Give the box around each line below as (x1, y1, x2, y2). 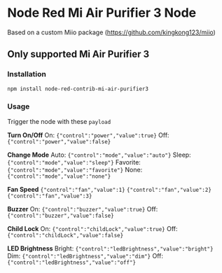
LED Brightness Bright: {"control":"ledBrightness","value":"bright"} (7, 244, 214, 253)
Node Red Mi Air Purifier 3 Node (7, 5, 197, 21)
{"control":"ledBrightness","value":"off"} (7, 259, 137, 266)
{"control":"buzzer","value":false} (7, 212, 114, 219)
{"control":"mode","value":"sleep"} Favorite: (7, 157, 141, 166)
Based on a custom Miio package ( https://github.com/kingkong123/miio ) (7, 28, 216, 36)
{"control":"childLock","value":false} (7, 232, 124, 239)
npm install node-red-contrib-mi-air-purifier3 (7, 85, 149, 92)
